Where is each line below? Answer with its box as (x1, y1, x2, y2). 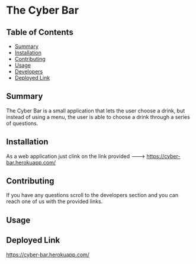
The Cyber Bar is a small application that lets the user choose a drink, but (6, 107, 185, 114)
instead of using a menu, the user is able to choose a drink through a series (6, 113, 191, 120)
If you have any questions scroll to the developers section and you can (6, 192, 179, 199)
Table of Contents (6, 27, 74, 37)
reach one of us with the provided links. (6, 198, 103, 205)
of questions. (6, 120, 38, 127)
